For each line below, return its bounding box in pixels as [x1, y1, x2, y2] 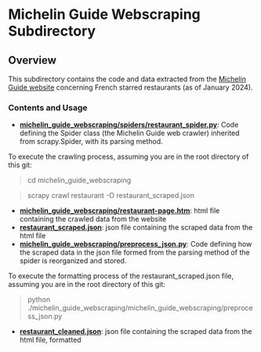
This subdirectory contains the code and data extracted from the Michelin [8, 75, 247, 83]
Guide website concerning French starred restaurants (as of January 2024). [8, 82, 253, 92]
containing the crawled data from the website [19, 214, 167, 224]
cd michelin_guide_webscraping [27, 175, 132, 185]
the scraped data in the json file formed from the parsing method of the [19, 247, 250, 257]
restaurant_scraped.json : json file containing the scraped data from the [19, 222, 253, 233]
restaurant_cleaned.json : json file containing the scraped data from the [19, 327, 252, 336]
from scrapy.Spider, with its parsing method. [19, 137, 163, 146]
